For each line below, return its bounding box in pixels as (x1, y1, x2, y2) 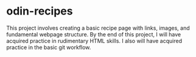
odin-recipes (6, 4, 73, 18)
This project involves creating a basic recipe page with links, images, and (6, 24, 190, 32)
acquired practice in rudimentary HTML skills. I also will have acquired (6, 37, 183, 44)
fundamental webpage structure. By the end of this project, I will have (6, 30, 181, 38)
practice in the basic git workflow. (6, 44, 91, 51)
